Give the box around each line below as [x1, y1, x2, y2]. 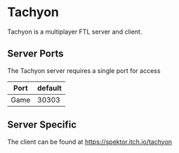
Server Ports [7, 48, 64, 60]
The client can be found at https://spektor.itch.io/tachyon [7, 138, 173, 146]
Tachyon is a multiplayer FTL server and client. [7, 27, 142, 36]
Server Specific [7, 119, 77, 131]
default [37, 83, 62, 93]
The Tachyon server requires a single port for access [7, 66, 161, 74]
